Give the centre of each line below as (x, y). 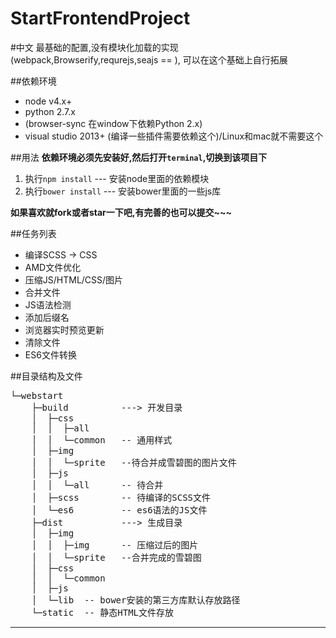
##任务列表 (33, 233)
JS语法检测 (48, 304)
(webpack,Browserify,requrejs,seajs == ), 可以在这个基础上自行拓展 (149, 59)
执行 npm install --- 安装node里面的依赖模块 (117, 178)
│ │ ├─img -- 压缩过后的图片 (115, 545)
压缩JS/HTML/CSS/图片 (74, 279)
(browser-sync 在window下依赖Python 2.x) (113, 123)
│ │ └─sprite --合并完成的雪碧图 (116, 557)
